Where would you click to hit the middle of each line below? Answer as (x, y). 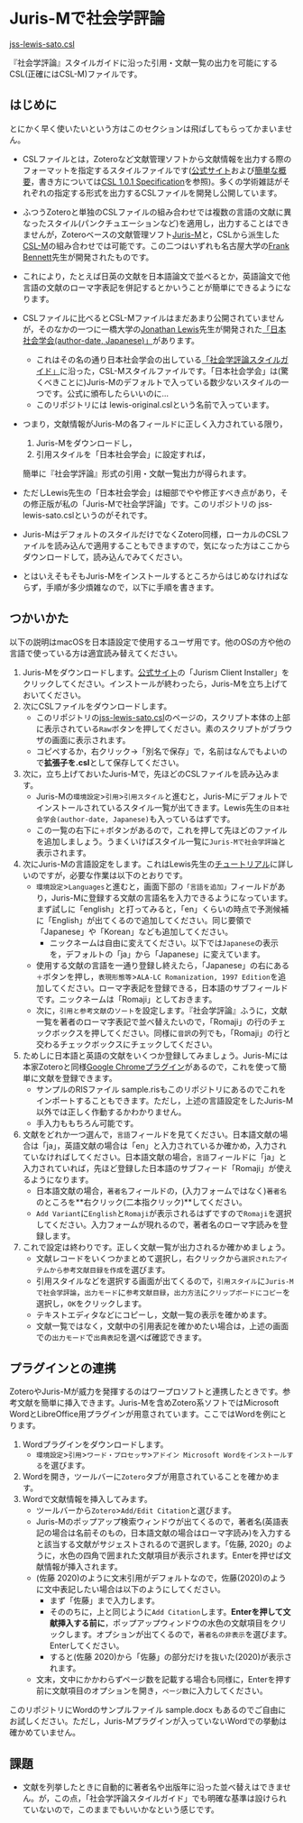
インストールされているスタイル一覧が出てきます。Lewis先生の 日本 (159, 807)
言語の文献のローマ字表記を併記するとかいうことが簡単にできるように (153, 287)
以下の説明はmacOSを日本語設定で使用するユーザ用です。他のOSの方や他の (150, 642)
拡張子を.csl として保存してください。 (114, 762)
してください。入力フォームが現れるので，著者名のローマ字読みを (158, 1224)
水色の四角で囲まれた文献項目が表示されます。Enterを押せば (171, 1555)
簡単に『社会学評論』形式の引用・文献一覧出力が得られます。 (137, 473)
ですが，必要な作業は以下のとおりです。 (113, 875)
